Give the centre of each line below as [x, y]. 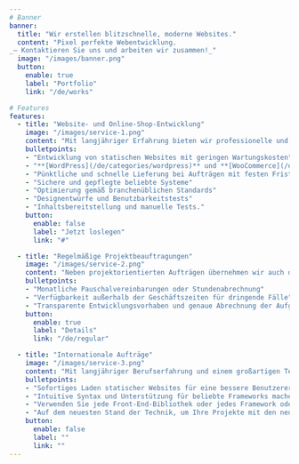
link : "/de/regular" [71, 339]
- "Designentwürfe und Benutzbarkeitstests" [109, 199]
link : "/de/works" [59, 92]
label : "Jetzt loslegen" [79, 232]
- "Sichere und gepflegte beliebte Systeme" [109, 182]
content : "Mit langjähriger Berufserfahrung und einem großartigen [153, 371]
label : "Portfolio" [61, 84]
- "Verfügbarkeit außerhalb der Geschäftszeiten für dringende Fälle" [159, 297]
